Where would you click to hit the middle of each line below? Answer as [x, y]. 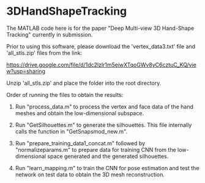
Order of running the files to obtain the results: [65, 95]
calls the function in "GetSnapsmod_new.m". [71, 131]
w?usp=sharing [26, 71]
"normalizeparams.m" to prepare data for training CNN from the [95, 149]
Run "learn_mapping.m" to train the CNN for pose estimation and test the [107, 168]
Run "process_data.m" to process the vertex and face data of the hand [104, 106]
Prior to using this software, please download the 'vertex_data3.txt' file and [101, 46]
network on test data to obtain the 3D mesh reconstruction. [90, 174]
